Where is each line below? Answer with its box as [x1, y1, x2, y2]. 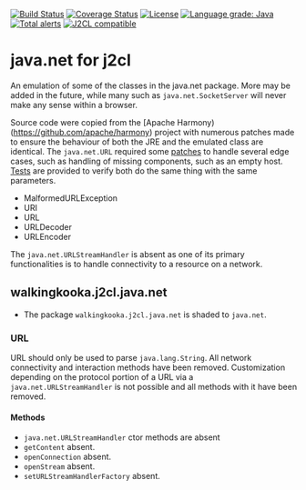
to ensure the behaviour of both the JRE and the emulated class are [10, 136, 264, 147]
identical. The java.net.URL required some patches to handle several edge [10, 145, 290, 156]
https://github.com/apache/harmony [13, 126, 150, 137]
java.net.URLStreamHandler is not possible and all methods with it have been [10, 382, 298, 393]
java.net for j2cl [10, 50, 131, 71]
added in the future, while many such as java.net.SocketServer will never [10, 89, 287, 100]
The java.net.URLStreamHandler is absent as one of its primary [10, 248, 245, 259]
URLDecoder [23, 221, 72, 232]
